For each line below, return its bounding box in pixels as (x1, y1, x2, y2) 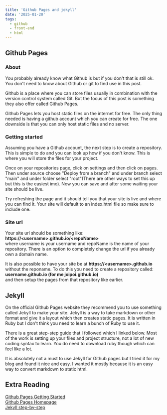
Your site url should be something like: (5, 230, 84, 236)
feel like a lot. (5, 346, 32, 352)
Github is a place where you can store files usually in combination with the (5, 90, 158, 96)
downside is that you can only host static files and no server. (5, 121, 130, 127)
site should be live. (5, 186, 44, 192)
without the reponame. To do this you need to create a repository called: (5, 266, 154, 272)
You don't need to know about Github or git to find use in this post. (5, 80, 142, 86)
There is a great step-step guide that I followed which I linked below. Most (5, 330, 157, 336)
